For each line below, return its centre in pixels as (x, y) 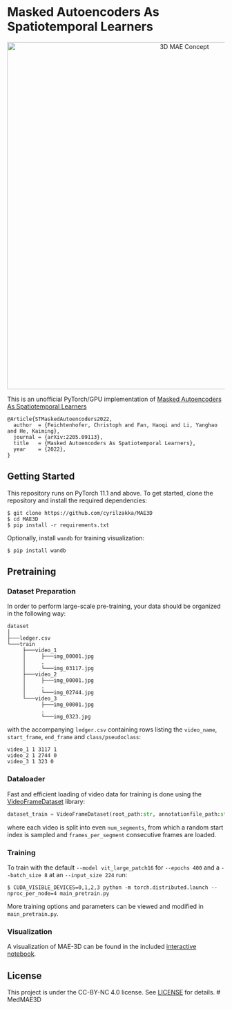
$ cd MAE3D (23, 519)
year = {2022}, (40, 449)
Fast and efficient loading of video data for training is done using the (105, 794)
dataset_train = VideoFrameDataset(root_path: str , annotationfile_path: (114, 814)
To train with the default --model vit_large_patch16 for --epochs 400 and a (113, 868)
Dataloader (26, 779)
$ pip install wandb (37, 550)
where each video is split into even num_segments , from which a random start (115, 827)
